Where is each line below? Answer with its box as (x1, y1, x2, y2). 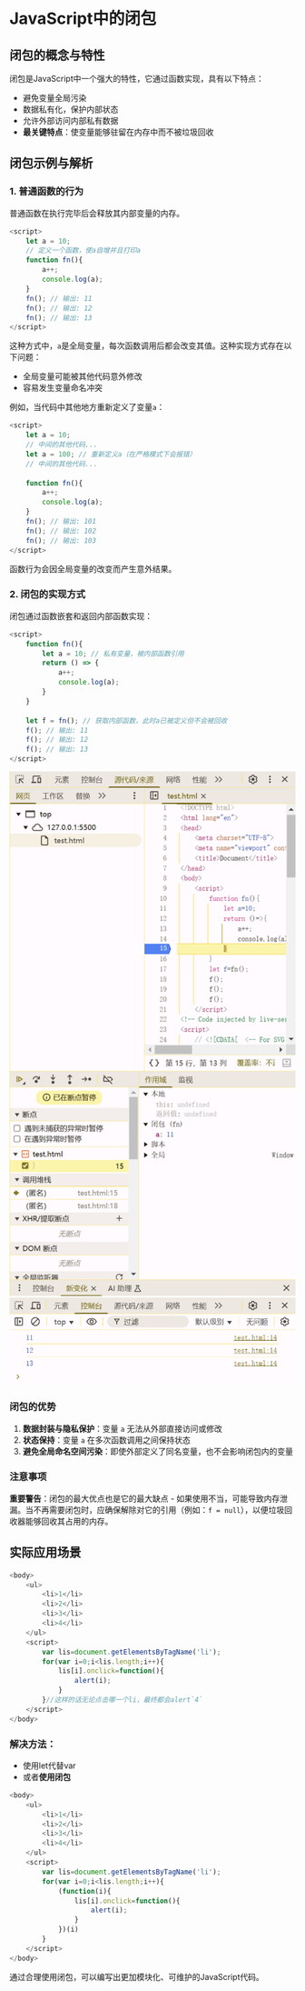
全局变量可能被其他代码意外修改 (22, 371, 143, 382)
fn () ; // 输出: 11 (25, 294, 93, 303)
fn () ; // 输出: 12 (25, 304, 93, 313)
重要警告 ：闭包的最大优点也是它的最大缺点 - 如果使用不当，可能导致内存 (9, 1493, 280, 1504)
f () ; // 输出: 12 (25, 735, 89, 745)
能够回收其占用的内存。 (25, 1516, 113, 1526)
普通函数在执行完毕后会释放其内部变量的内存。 (9, 207, 184, 218)
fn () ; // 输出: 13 (25, 313, 93, 323)
